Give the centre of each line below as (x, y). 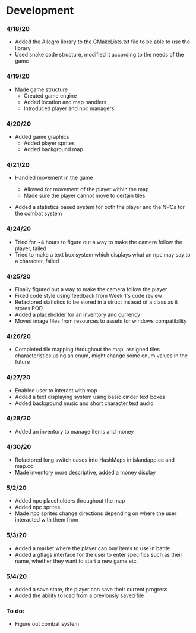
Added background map (53, 149)
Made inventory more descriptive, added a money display (85, 473)
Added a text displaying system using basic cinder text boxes (90, 397)
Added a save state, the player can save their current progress (91, 590)
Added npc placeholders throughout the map (70, 501)
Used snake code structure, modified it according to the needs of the (99, 55)
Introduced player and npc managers (69, 108)
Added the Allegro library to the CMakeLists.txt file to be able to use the (102, 42)
